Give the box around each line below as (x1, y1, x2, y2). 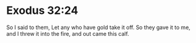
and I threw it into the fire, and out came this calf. (6, 30, 130, 37)
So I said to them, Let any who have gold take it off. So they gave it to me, (6, 24, 191, 31)
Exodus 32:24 (6, 4, 79, 18)
